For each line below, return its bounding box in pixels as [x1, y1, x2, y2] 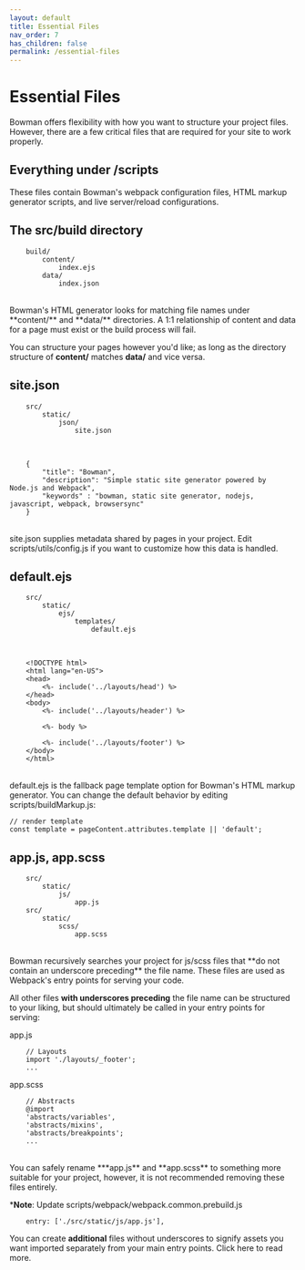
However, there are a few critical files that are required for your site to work [9, 127, 291, 138]
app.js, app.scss [9, 850, 106, 865]
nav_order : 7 [9, 30, 59, 39]
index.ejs [57, 263, 96, 272]
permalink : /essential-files [9, 47, 120, 57]
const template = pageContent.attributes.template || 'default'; [9, 825, 262, 834]
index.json [57, 279, 100, 288]
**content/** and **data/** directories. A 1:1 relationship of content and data [9, 314, 296, 325]
